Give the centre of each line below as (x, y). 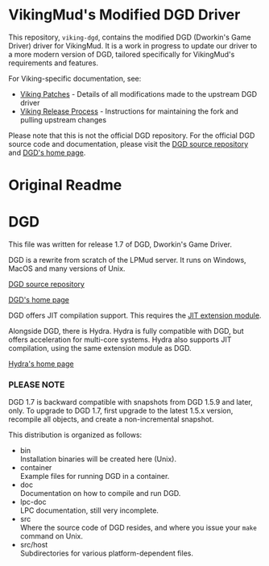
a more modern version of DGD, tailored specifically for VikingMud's (122, 54)
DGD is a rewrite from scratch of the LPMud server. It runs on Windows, (128, 260)
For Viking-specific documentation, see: (75, 78)
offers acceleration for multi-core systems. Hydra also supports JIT (120, 339)
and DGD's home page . (47, 152)
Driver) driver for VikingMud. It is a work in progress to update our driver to (133, 45)
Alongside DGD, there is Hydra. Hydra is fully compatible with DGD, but (126, 331)
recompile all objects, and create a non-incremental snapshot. (111, 419)
